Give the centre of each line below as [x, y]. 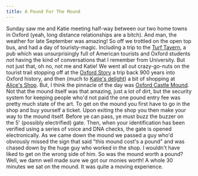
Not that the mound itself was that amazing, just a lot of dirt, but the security [99, 91]
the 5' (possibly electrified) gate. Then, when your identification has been [95, 122]
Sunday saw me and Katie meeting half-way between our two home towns [97, 28]
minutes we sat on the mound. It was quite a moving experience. [85, 167]
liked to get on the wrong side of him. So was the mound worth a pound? [95, 154]
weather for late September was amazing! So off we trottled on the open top [99, 41]
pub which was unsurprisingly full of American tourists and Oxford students [98, 53]
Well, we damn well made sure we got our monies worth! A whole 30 [90, 160]
